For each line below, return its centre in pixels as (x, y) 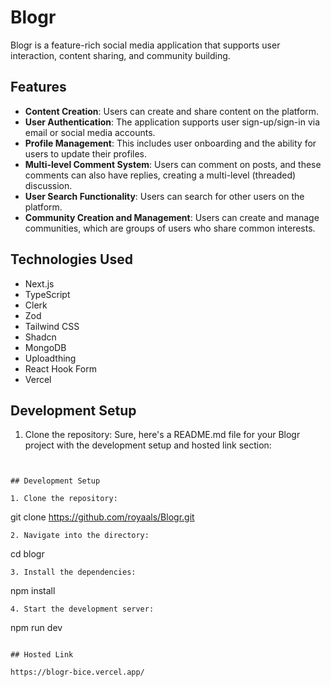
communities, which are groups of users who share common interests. (170, 228)
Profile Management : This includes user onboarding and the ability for (170, 143)
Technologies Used (71, 259)
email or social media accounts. (90, 132)
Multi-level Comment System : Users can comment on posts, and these (173, 164)
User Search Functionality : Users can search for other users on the (164, 196)
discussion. (48, 185)
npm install (33, 591)
